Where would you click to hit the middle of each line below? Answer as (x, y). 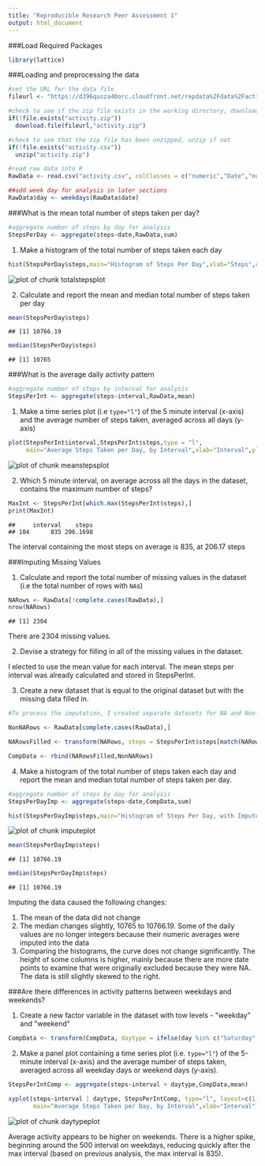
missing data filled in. (54, 699)
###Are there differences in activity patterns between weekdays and (120, 991)
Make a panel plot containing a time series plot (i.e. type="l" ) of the (129, 1053)
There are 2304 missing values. (60, 636)
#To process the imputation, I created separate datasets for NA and (125, 713)
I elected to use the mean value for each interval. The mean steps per (121, 667)
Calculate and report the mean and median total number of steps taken (135, 295)
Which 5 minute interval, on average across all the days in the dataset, (134, 480)
